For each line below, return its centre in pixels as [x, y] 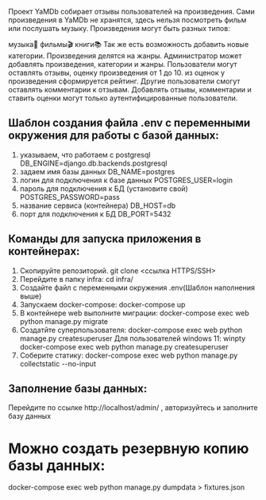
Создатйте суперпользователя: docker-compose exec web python [131, 330]
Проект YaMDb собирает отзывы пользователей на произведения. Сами [132, 12]
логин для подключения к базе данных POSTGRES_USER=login [126, 180]
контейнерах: [44, 251]
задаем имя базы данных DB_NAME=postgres [97, 171]
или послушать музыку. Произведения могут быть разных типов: [119, 28]
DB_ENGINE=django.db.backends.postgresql [93, 163]
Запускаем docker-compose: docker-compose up [102, 304]
